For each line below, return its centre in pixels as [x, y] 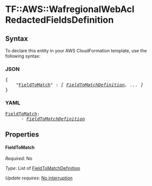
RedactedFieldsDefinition [60, 20]
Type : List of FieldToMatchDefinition [43, 168]
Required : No [19, 159]
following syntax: [23, 56]
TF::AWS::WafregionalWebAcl [70, 9]
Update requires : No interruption [39, 178]
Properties [22, 134]
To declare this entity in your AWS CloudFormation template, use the [76, 51]
